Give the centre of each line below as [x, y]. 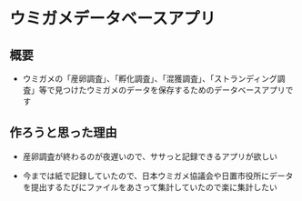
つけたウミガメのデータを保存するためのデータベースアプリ [174, 90]
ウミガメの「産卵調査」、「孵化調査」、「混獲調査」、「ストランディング [150, 79]
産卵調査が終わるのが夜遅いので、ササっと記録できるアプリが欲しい [150, 156]
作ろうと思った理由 [63, 133]
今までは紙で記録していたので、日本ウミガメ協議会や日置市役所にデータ [158, 176]
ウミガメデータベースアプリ [113, 19]
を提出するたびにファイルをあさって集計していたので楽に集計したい [150, 186]
